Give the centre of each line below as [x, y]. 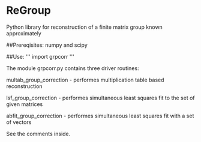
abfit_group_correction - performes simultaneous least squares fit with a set [100, 116]
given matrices [25, 104]
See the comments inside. [38, 134]
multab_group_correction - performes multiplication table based [85, 80]
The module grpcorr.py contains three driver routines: [73, 68]
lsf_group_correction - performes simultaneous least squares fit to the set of [100, 98]
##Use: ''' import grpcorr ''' [40, 56]
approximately [24, 33]
